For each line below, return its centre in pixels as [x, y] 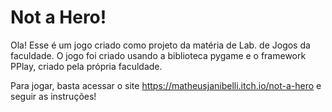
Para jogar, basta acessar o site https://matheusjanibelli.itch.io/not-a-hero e [166, 85]
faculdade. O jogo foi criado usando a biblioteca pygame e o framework [158, 55]
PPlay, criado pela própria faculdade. [86, 66]
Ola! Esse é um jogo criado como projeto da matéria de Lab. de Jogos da [160, 45]
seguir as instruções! [53, 96]
